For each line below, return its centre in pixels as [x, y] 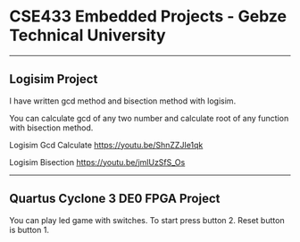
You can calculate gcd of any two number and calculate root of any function [149, 118]
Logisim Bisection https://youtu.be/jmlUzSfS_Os [97, 162]
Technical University [88, 35]
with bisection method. [51, 128]
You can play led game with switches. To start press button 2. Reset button [147, 220]
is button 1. [29, 229]
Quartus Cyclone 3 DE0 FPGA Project [115, 199]
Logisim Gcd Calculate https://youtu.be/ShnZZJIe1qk [106, 145]
